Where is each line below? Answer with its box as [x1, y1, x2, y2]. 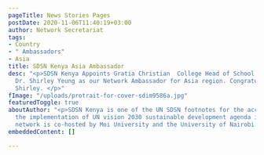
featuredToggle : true [8, 99, 79, 106]
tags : [8, 33, 26, 41]
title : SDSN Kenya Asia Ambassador [8, 63, 125, 70]
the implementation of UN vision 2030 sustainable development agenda [15, 114, 251, 121]
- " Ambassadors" [8, 48, 65, 56]
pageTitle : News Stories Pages [8, 11, 111, 20]
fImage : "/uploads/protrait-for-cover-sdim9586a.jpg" [8, 92, 189, 99]
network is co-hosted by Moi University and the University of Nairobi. [15, 121, 258, 128]
